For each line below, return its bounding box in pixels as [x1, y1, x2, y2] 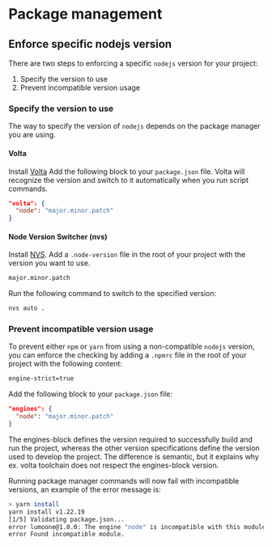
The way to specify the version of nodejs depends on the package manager [8, 121, 261, 131]
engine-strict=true [8, 375, 74, 383]
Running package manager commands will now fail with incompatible [8, 476, 240, 485]
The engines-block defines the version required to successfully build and [8, 434, 253, 444]
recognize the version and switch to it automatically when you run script [8, 175, 249, 184]
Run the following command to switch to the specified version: [8, 289, 217, 298]
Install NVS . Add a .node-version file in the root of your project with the [8, 250, 246, 260]
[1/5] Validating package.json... [8, 515, 125, 523]
